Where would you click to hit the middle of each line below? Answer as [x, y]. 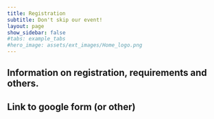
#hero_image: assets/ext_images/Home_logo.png [75, 45]
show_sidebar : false [37, 32]
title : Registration [37, 13]
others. [23, 84]
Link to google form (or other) [71, 107]
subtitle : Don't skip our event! [55, 20]
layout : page [26, 26]
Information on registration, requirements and [107, 73]
